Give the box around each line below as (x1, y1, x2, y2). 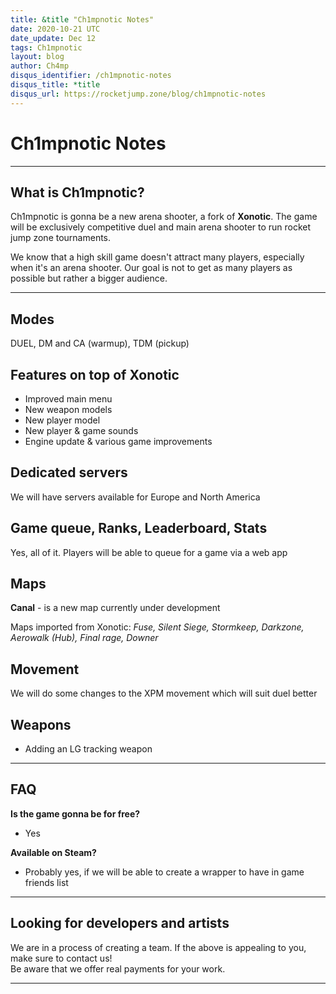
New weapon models (24, 404, 113, 415)
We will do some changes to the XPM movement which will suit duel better (10, 687, 318, 700)
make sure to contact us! (10, 952, 113, 964)
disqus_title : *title (10, 80, 101, 90)
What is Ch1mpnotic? (10, 184, 145, 201)
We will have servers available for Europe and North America (10, 491, 261, 503)
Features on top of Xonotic (10, 366, 180, 383)
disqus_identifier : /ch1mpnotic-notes (10, 71, 172, 81)
